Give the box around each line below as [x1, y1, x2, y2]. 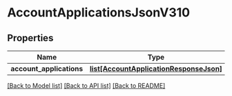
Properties [7, 32, 54, 44]
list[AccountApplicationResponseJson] [89, 64, 223, 73]
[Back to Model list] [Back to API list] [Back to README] [7, 82, 166, 90]
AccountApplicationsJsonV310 [7, 5, 191, 21]
